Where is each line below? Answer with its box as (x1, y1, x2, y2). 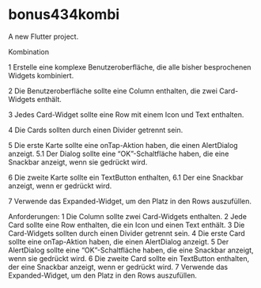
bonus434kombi (8, 6, 120, 24)
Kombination (8, 47, 50, 56)
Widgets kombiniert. (8, 70, 74, 80)
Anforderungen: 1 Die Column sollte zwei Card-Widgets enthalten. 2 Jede (8, 211, 248, 221)
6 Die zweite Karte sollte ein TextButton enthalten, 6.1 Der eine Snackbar (8, 172, 244, 182)
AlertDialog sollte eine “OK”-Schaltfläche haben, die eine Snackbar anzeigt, (8, 245, 255, 255)
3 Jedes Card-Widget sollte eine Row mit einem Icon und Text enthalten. (8, 109, 244, 119)
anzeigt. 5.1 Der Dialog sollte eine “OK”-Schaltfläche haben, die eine (8, 149, 229, 158)
